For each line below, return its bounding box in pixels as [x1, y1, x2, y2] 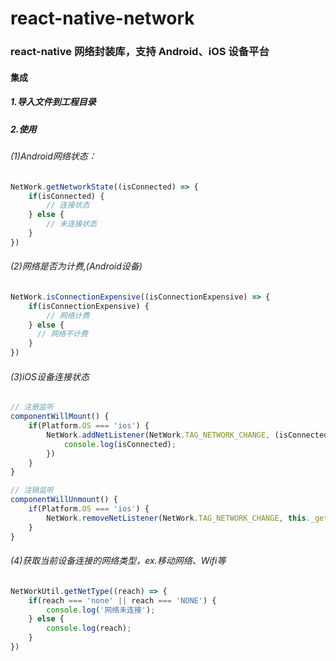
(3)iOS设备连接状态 [10, 370, 90, 382]
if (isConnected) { [28, 191, 105, 201]
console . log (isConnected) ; [63, 439, 177, 449]
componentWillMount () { [10, 412, 110, 422]
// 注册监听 [10, 402, 55, 412]
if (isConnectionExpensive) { [28, 301, 150, 311]
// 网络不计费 [36, 329, 88, 339]
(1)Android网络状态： [10, 150, 97, 162]
